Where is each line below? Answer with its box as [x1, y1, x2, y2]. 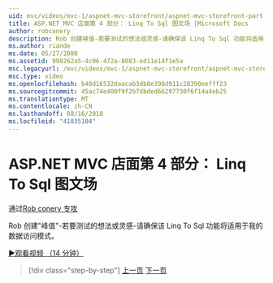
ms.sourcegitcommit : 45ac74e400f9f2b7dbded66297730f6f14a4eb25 [8, 87, 227, 96]
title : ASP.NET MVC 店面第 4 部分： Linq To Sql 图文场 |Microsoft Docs [8, 19, 249, 28]
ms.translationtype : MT [8, 95, 89, 103]
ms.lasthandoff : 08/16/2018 [8, 110, 104, 118]
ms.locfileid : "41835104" [8, 118, 96, 126]
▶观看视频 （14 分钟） [8, 248, 84, 258]
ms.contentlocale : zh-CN [8, 102, 93, 110]
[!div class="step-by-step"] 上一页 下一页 [28, 265, 167, 275]
